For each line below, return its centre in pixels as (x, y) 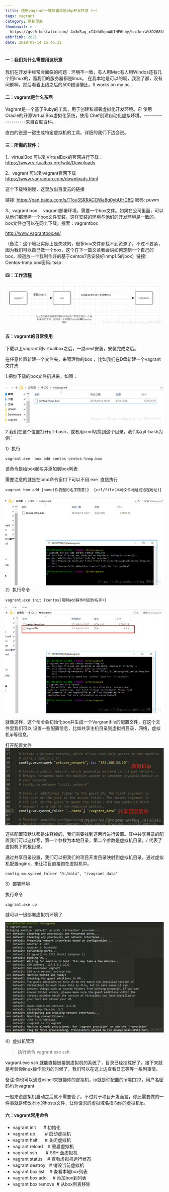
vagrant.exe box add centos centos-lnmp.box (54, 459)
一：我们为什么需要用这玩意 (34, 60)
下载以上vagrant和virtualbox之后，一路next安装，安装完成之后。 (72, 348)
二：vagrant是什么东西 (29, 97)
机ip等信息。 (18, 735)
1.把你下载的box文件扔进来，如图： (41, 376)
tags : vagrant (20, 16)
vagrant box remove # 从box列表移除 (51, 1184)
